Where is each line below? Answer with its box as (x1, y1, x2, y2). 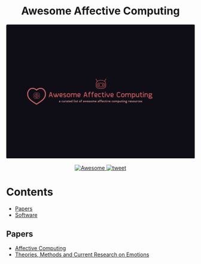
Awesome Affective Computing (20, 4, 181, 18)
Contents (6, 185, 54, 199)
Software (14, 211, 38, 219)
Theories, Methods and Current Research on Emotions (14, 251, 150, 258)
